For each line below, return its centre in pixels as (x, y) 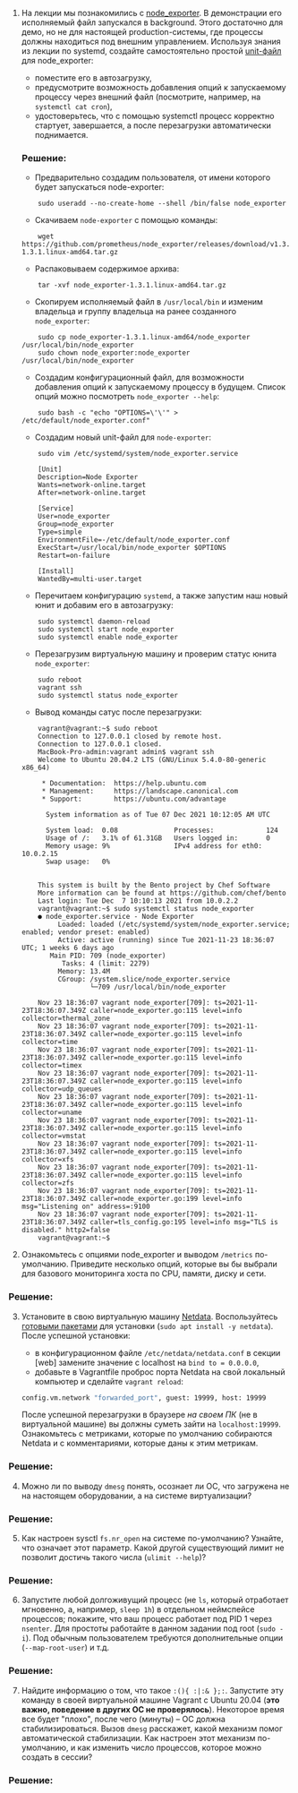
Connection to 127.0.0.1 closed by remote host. (130, 737)
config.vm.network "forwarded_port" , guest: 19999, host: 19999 (144, 1398)
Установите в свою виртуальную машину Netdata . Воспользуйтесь (149, 1317)
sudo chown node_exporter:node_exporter (114, 353)
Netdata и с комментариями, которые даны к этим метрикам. (140, 1443)
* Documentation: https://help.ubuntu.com (124, 784)
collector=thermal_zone (66, 1019)
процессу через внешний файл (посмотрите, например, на (148, 97)
